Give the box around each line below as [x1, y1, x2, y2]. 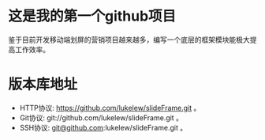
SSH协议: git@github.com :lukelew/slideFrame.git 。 [19, 123, 188, 132]
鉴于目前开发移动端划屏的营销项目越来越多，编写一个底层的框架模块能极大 [8, 35, 250, 44]
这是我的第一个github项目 [8, 7, 177, 25]
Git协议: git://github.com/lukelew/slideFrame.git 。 [19, 112, 184, 123]
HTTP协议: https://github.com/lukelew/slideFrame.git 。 [19, 103, 201, 112]
